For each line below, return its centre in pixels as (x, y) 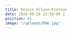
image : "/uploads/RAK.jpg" (33, 23)
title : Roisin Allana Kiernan (36, 9)
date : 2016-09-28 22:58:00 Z (35, 14)
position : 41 (18, 18)
